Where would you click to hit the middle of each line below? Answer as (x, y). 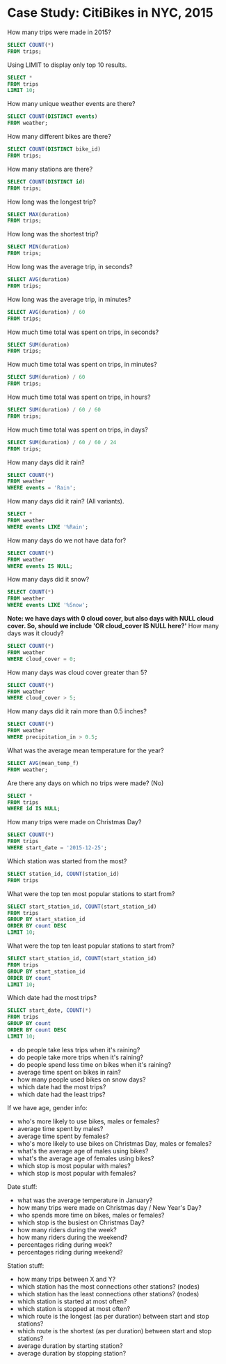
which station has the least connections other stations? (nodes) (108, 1294)
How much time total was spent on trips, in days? (78, 430)
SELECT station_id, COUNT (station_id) (63, 874)
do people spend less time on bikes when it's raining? (94, 1064)
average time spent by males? (60, 1128)
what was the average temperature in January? (85, 1200)
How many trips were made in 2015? (59, 32)
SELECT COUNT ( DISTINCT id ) (46, 182)
